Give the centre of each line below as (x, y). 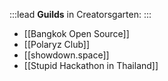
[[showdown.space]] (66, 55)
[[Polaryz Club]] (57, 44)
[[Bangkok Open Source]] (76, 33)
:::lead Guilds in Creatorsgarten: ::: (80, 14)
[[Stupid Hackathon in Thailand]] (91, 65)
